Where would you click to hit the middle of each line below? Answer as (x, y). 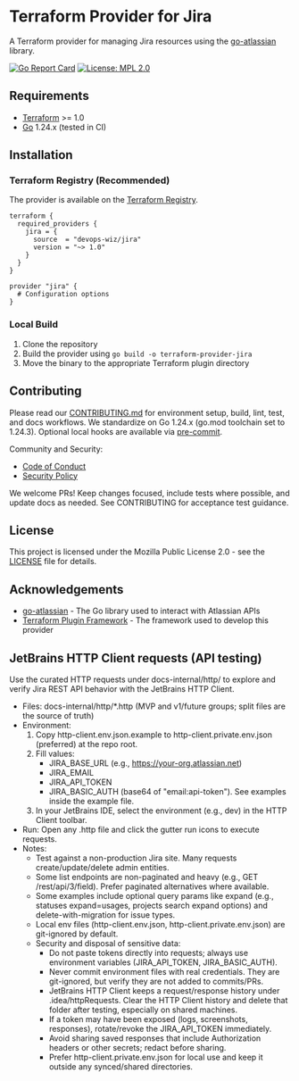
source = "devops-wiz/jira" (87, 240)
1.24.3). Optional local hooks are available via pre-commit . (116, 431)
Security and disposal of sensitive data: (108, 943)
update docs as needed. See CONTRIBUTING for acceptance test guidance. (149, 503)
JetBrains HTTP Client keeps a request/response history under (164, 990)
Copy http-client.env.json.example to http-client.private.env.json (154, 735)
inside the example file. (91, 801)
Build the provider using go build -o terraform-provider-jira (137, 353)
